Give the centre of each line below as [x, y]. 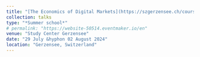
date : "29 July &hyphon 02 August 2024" [57, 39]
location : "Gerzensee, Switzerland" [51, 45]
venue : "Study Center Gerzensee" [48, 34]
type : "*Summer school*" [37, 23]
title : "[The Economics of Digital [50, 12]
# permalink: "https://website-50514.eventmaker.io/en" [77, 28]
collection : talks [29, 17]
